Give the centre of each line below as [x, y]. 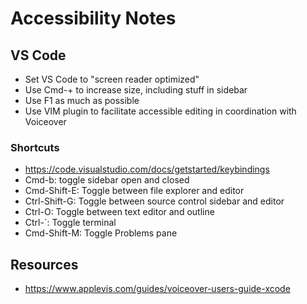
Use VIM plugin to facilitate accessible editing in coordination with [160, 111]
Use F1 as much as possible [82, 100]
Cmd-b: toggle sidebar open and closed [107, 180]
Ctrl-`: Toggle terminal [70, 223]
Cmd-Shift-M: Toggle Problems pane [101, 233]
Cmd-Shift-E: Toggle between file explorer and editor [134, 191]
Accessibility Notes [93, 18]
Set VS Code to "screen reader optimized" [112, 79]
